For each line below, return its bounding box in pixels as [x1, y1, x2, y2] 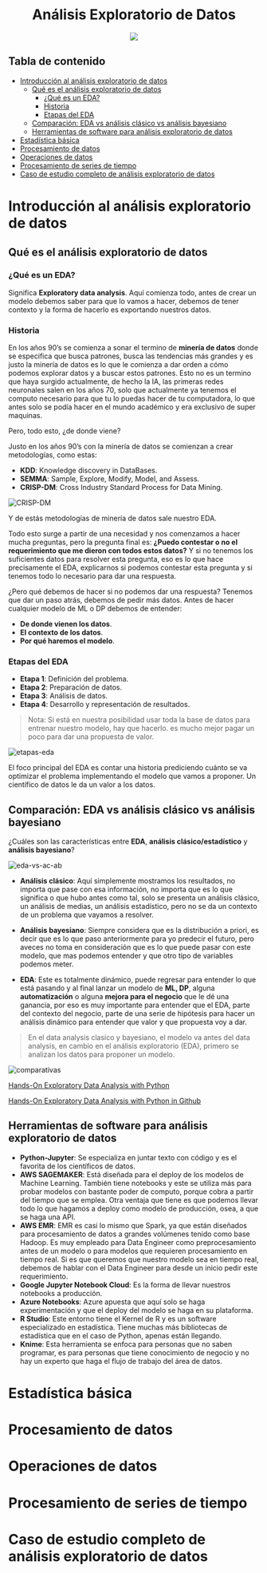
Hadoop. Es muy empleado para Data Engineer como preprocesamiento [19, 1237, 257, 1247]
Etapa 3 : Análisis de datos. [19, 691, 108, 701]
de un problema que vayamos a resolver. [19, 910, 154, 919]
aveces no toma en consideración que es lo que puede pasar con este [19, 943, 251, 952]
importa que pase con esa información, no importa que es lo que [19, 884, 234, 895]
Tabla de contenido [8, 54, 106, 69]
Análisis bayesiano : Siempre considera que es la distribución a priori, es [19, 926, 259, 935]
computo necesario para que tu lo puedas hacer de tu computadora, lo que [8, 393, 255, 403]
